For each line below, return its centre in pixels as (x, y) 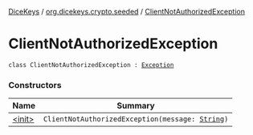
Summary (136, 105)
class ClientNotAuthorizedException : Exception (91, 65)
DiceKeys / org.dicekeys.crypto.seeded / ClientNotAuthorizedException (126, 12)
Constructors (35, 85)
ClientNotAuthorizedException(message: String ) (136, 119)
